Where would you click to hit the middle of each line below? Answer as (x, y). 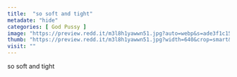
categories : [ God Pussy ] (47, 27)
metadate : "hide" (33, 20)
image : (17, 33)
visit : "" (22, 46)
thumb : (17, 40)
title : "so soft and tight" (50, 14)
